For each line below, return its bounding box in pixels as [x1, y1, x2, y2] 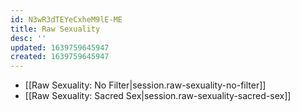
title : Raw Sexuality [10, 24, 101, 34]
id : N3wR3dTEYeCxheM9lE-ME [10, 14, 123, 25]
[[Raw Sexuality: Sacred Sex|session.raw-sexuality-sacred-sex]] [24, 90, 292, 102]
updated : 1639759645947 [10, 42, 110, 53]
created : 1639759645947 [10, 52, 110, 62]
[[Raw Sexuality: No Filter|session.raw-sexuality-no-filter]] [24, 79, 267, 91]
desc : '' [10, 33, 47, 43]
